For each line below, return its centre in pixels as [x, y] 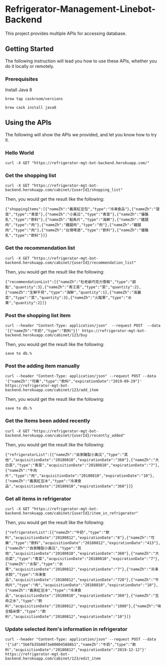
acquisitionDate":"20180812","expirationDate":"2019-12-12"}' [81, 650]
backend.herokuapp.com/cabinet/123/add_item [52, 390]
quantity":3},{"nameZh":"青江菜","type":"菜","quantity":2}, [78, 287]
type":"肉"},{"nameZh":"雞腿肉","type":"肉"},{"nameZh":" [75, 225]
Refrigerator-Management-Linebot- [81, 9]
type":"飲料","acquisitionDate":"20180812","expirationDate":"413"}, [88, 543]
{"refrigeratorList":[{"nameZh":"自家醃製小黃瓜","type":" [65, 454]
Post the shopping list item [38, 315]
